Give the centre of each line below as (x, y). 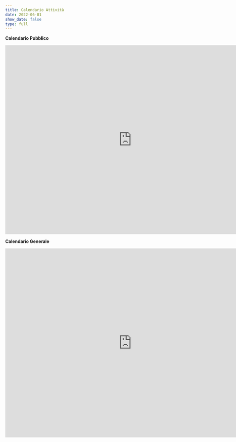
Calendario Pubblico (27, 38)
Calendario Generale (27, 241)
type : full (17, 24)
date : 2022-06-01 (23, 15)
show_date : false (23, 19)
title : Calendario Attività (35, 10)
